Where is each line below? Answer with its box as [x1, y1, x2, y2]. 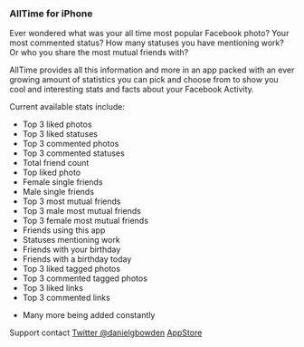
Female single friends [22, 177, 103, 188]
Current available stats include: [9, 101, 125, 112]
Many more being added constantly [22, 310, 156, 321]
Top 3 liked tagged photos [22, 264, 120, 275]
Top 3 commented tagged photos [22, 273, 147, 284]
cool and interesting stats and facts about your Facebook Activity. [9, 84, 255, 95]
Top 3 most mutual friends [22, 196, 121, 207]
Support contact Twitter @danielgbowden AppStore [9, 327, 203, 338]
